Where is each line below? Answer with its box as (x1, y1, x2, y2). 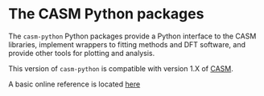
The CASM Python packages (8, 5, 204, 23)
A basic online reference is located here (8, 79, 141, 89)
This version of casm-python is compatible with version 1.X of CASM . (8, 63, 233, 73)
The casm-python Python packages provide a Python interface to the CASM (8, 31, 257, 41)
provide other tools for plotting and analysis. (8, 48, 155, 58)
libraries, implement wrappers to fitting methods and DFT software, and (8, 39, 246, 49)
